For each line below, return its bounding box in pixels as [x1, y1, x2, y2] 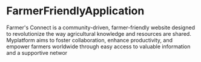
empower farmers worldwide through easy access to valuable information [6, 43, 191, 50]
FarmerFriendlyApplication [6, 4, 145, 18]
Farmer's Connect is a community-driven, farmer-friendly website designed [6, 24, 196, 31]
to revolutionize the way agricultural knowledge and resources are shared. [6, 30, 192, 37]
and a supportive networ [6, 49, 68, 56]
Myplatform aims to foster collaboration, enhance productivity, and [6, 36, 173, 44]
